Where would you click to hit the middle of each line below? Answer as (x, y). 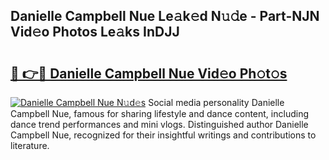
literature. (30, 145)
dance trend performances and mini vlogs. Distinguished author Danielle (159, 124)
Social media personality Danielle (216, 102)
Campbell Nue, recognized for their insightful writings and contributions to (163, 135)
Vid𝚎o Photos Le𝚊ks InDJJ (95, 32)
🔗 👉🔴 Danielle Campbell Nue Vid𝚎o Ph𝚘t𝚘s (149, 73)
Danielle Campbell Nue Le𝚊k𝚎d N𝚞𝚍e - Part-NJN (165, 16)
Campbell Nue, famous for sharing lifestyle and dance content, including (159, 113)
